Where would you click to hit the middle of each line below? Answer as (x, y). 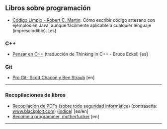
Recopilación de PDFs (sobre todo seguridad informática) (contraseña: (85, 106)
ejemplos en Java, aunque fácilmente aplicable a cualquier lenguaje (82, 25)
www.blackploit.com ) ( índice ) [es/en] (50, 111)
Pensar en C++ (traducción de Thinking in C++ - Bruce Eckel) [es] (80, 54)
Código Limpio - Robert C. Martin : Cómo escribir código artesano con (84, 20)
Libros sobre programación (48, 8)
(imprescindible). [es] (34, 30)
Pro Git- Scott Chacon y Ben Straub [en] (53, 78)
